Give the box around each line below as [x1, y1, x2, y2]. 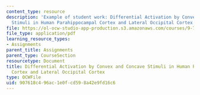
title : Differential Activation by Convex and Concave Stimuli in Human [6, 63, 190, 70]
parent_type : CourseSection [6, 53, 76, 58]
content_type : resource [6, 8, 65, 15]
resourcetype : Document [6, 58, 65, 64]
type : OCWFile [6, 74, 42, 80]
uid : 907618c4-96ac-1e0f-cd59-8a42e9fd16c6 [6, 80, 116, 86]
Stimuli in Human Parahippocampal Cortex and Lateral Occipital [11, 19, 174, 25]
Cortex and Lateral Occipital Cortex [11, 69, 105, 75]
